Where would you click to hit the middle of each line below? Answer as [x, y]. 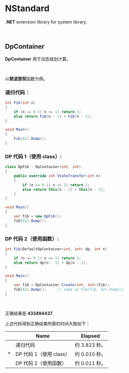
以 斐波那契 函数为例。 [26, 79]
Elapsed [90, 336]
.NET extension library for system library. [46, 22]
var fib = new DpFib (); [38, 216]
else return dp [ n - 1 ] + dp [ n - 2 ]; [51, 263]
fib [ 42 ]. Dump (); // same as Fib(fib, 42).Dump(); [69, 289]
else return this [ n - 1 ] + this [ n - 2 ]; [64, 189]
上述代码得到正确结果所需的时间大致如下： [48, 323]
